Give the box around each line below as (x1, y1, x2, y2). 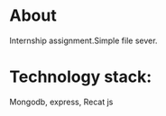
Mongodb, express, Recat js (9, 96, 114, 107)
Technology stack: (9, 67, 152, 87)
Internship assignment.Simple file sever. (9, 35, 158, 46)
